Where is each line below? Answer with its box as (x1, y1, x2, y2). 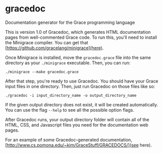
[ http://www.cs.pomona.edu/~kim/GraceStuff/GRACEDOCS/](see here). (5, 142, 152, 148)
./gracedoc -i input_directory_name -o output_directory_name (5, 93, 137, 98)
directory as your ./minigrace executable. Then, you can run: (5, 60, 131, 66)
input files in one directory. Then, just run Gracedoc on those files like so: (5, 83, 156, 89)
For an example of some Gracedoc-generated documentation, (5, 137, 133, 143)
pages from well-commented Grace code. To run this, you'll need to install (5, 34, 158, 40)
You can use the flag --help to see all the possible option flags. (5, 107, 134, 113)
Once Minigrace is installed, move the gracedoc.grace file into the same (5, 54, 151, 60)
